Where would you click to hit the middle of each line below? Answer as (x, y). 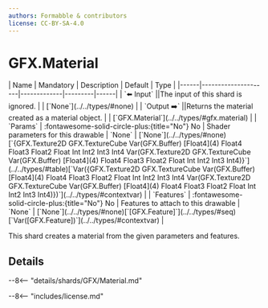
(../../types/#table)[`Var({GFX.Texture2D (74, 169)
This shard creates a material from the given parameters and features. (124, 236)
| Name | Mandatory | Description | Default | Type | (92, 85)
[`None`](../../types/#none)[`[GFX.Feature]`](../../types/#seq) (136, 212)
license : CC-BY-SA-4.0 (46, 23)
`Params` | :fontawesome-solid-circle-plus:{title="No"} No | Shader (120, 126)
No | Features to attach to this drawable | (173, 203)
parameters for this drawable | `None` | (73, 135)
